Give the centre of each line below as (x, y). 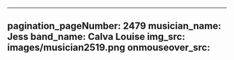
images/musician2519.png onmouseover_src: (109, 48)
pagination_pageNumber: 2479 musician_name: (114, 26)
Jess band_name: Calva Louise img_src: (96, 37)
